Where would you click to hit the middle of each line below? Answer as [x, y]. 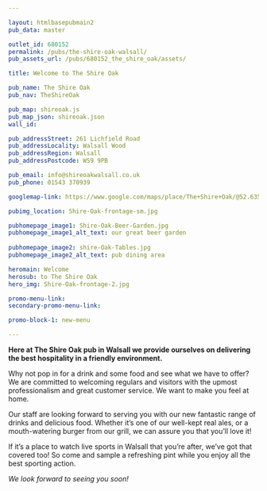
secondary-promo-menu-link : [55, 306]
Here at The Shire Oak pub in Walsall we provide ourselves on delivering [130, 350]
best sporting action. [42, 463]
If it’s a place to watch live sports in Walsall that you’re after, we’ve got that [130, 447]
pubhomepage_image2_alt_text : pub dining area [87, 255]
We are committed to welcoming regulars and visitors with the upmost [123, 382]
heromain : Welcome [39, 269]
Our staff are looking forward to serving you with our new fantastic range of [132, 414]
